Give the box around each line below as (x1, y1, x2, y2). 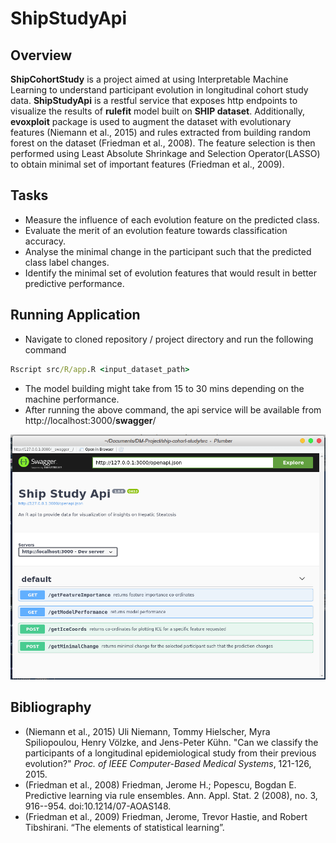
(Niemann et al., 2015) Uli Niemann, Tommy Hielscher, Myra (24, 725, 271, 737)
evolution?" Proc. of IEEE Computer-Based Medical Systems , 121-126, (24, 757, 312, 769)
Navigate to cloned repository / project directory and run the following (24, 333, 314, 345)
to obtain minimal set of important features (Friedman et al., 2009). (10, 158, 285, 170)
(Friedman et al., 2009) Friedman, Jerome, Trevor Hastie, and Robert (24, 810, 308, 822)
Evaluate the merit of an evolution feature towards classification (24, 224, 288, 236)
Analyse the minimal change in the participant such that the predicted (24, 245, 312, 257)
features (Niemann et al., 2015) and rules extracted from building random (10, 127, 311, 138)
